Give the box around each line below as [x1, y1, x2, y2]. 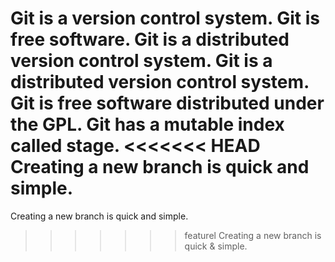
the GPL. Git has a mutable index [10, 113, 285, 136]
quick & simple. [184, 240, 248, 252]
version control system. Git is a [10, 50, 273, 72]
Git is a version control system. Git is [10, 7, 320, 30]
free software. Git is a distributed [10, 28, 290, 51]
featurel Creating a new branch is [184, 229, 322, 241]
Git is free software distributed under [10, 92, 325, 115]
